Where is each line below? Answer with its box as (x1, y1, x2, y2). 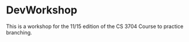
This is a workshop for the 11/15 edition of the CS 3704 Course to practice (6, 23, 184, 30)
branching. (6, 29, 32, 36)
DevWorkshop (6, 3, 78, 17)
